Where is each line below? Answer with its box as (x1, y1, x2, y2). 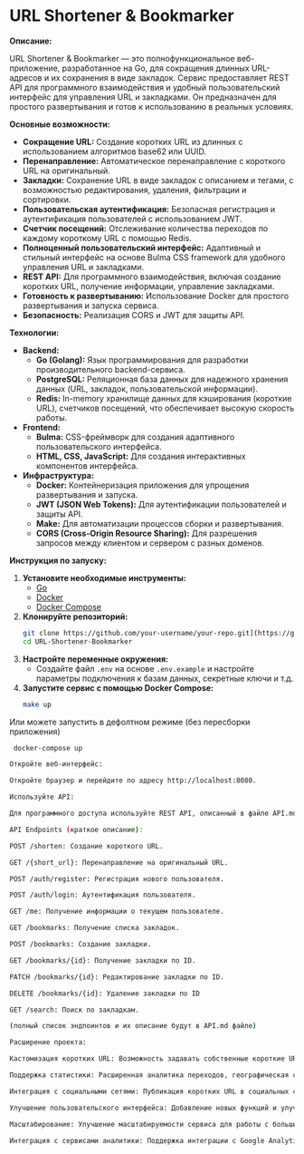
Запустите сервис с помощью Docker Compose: (22, 682, 214, 693)
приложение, (9, 63, 61, 73)
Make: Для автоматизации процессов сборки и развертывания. (35, 518, 284, 529)
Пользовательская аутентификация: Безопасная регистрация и (22, 203, 276, 214)
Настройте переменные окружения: (22, 654, 169, 664)
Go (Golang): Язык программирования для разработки (35, 354, 249, 365)
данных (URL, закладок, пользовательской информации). (35, 383, 259, 394)
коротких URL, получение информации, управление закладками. (22, 280, 275, 291)
